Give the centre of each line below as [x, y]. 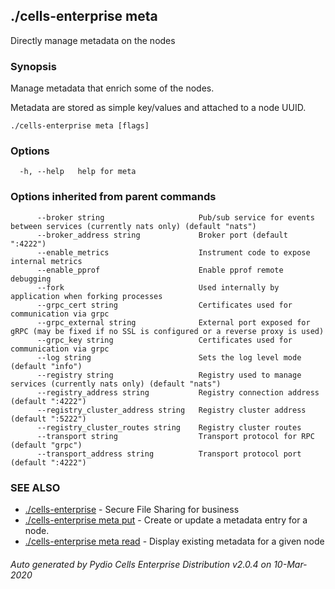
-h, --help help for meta [78, 172]
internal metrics [46, 261]
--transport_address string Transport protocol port [169, 454]
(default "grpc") [46, 445]
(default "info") [46, 366]
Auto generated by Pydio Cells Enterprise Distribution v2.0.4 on [141, 564]
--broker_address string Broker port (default [162, 235]
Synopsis [33, 66]
